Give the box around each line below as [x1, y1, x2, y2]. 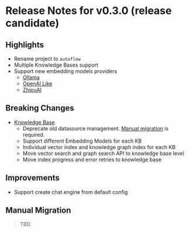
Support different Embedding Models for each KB [22, 137, 142, 144]
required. [22, 131, 45, 138]
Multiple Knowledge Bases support [13, 61, 99, 68]
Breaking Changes [5, 103, 74, 113]
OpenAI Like [22, 80, 53, 87]
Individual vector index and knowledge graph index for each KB [22, 143, 176, 150]
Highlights [5, 40, 44, 50]
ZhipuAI [22, 86, 42, 93]
